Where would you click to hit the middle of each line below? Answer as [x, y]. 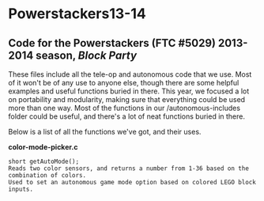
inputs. [21, 189]
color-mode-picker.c [43, 147]
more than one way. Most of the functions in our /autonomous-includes [124, 108]
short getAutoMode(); [44, 161]
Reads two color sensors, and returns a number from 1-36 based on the [128, 169]
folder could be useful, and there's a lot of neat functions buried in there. [127, 116]
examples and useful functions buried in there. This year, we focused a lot [129, 91]
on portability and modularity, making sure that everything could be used [127, 99]
